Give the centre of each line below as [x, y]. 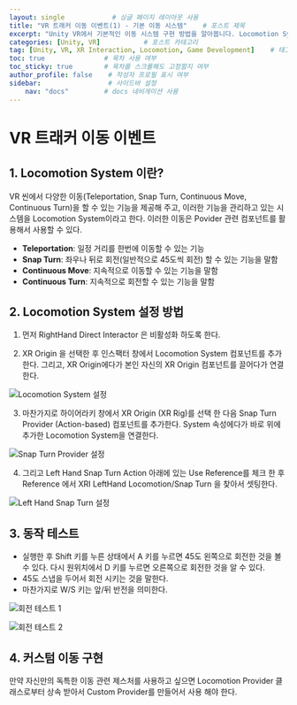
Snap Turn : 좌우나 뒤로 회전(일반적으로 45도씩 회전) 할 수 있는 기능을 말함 [150, 259]
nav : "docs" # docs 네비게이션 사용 [102, 91]
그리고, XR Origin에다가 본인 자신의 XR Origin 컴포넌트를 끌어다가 [154, 364]
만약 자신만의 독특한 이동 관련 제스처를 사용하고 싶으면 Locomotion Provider [141, 680]
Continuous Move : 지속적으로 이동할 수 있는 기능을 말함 [120, 270]
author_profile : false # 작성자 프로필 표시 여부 [99, 75]
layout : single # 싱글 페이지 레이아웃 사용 [104, 17]
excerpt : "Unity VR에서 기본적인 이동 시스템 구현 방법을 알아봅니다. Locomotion [144, 34]
